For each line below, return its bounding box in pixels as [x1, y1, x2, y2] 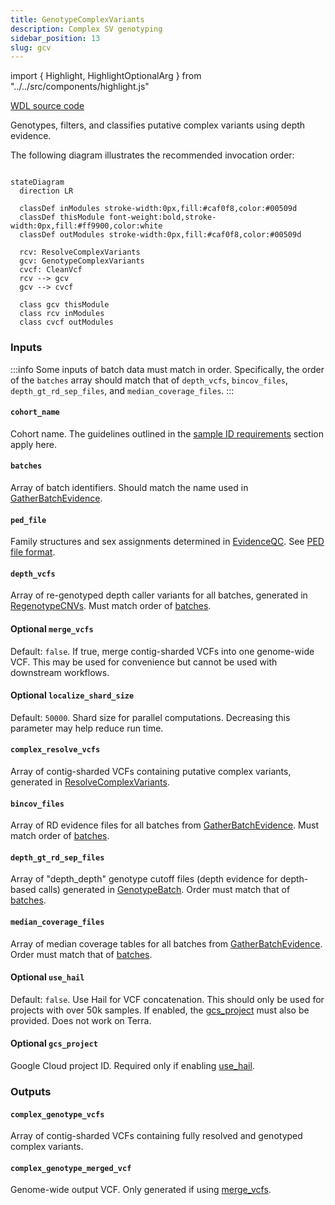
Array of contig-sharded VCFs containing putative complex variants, [10, 765, 292, 777]
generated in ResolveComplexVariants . [10, 776, 170, 788]
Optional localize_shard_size [10, 689, 135, 701]
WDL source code [10, 100, 85, 112]
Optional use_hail [10, 971, 85, 983]
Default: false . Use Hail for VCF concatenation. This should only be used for [10, 993, 325, 1005]
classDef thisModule [19, 212, 105, 223]
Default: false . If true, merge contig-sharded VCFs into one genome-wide [10, 645, 315, 657]
